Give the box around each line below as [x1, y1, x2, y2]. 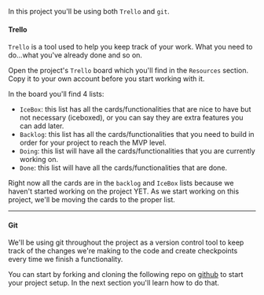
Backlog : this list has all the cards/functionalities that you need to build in [19, 130, 255, 139]
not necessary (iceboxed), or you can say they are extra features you [19, 113, 244, 123]
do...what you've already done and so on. [8, 50, 143, 60]
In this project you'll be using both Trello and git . [8, 7, 170, 16]
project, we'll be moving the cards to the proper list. [8, 195, 175, 205]
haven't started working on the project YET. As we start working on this [8, 186, 240, 196]
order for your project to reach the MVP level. [19, 138, 167, 148]
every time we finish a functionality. [8, 255, 123, 264]
